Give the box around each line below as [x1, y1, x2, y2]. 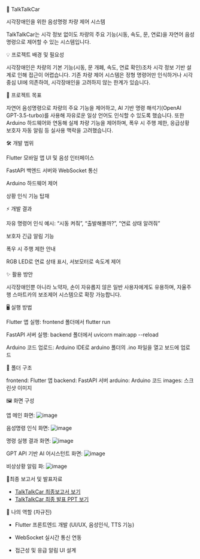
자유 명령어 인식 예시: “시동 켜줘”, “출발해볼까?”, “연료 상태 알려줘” [6, 220, 160, 227]
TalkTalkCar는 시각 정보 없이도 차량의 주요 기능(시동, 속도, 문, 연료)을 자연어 [6, 31, 184, 38]
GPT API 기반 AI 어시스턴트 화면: [6, 450, 83, 457]
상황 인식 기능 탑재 [6, 193, 50, 199]
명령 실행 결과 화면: [6, 437, 51, 444]
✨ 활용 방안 [6, 271, 33, 278]
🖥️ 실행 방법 [6, 303, 32, 311]
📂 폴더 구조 [6, 364, 32, 371]
